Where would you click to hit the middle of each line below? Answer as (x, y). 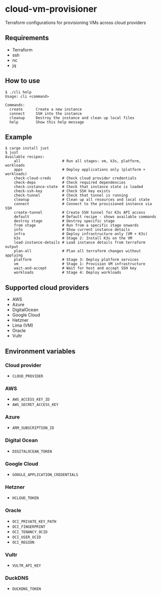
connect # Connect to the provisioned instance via (83, 204)
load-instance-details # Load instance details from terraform (80, 243)
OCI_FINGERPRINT (29, 527)
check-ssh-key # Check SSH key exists (62, 191)
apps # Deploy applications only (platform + (80, 170)
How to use (23, 81)
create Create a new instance (46, 109)
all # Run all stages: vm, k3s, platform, (77, 161)
